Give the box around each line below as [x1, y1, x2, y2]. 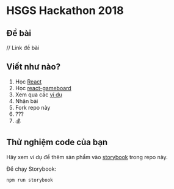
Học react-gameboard [15, 84, 71, 91]
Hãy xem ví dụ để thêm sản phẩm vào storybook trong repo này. [6, 153, 168, 160]
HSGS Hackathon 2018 [6, 4, 124, 18]
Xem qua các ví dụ [15, 91, 62, 98]
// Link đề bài [6, 44, 40, 51]
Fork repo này [15, 104, 51, 111]
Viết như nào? [6, 62, 61, 72]
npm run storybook [6, 177, 53, 183]
